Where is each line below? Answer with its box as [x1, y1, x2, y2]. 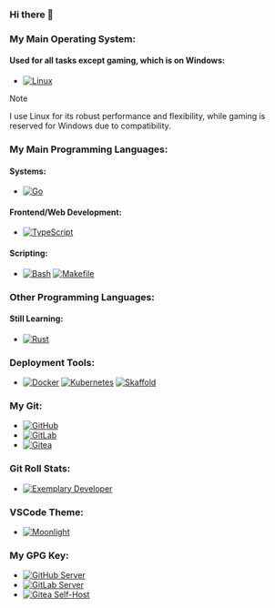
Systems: [9, 166, 47, 177]
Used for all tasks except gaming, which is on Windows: [9, 55, 226, 66]
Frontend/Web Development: [9, 207, 122, 218]
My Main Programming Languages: [9, 143, 168, 156]
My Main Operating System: [9, 32, 137, 45]
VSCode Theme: [9, 505, 84, 518]
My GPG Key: [9, 549, 70, 562]
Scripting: [9, 248, 48, 258]
